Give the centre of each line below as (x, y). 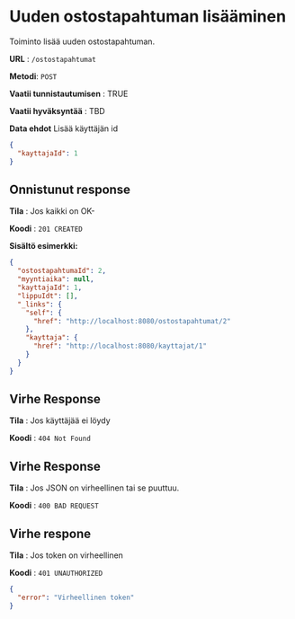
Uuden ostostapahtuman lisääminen (147, 17)
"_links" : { (40, 304)
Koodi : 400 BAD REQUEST (54, 506)
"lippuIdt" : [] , (48, 296)
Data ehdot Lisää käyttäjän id (64, 128)
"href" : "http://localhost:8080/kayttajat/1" (120, 346)
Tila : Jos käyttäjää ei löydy (60, 420)
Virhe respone (50, 533)
